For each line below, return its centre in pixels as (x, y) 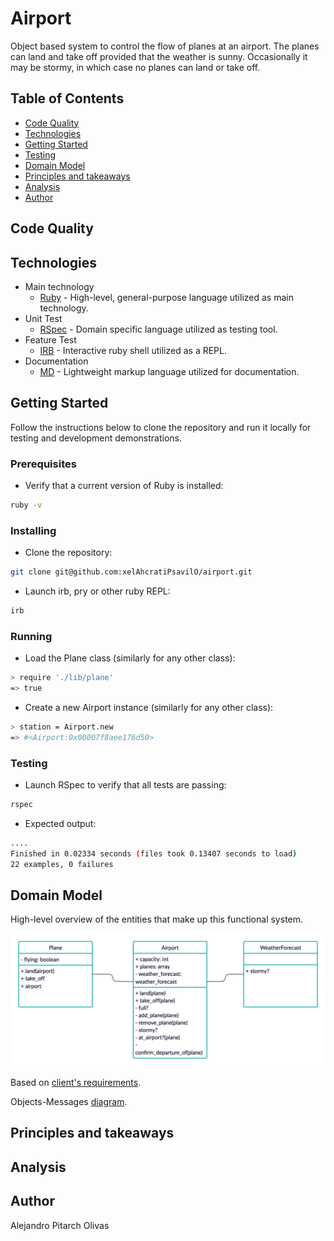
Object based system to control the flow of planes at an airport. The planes (165, 46)
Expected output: (60, 823)
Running (31, 636)
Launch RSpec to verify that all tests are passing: (125, 785)
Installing (33, 530)
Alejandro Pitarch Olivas (60, 1225)
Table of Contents (67, 98)
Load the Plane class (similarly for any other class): (130, 658)
